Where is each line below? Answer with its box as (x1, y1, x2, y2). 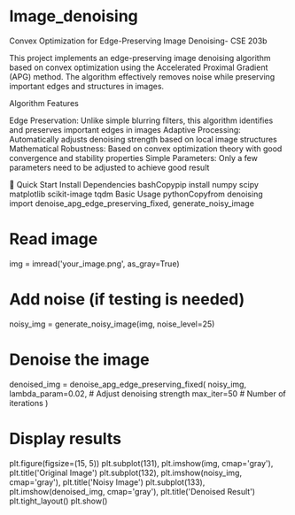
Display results (9, 428, 122, 449)
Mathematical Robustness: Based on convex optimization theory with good (9, 143, 283, 154)
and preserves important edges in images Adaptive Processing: (9, 124, 241, 135)
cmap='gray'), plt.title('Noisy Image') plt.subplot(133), (9, 476, 206, 488)
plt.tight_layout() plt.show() (9, 496, 108, 506)
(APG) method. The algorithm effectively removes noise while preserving (9, 71, 276, 81)
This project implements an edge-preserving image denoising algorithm (9, 52, 271, 63)
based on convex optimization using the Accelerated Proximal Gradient (9, 62, 268, 73)
